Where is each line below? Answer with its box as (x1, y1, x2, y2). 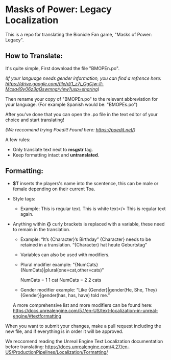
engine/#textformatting (12, 313, 62, 319)
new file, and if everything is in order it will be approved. (5, 328, 124, 334)
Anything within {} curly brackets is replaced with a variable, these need (12, 221, 165, 227)
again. (20, 211, 34, 217)
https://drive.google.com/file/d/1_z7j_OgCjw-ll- (5, 80, 104, 86)
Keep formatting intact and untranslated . (12, 152, 100, 158)
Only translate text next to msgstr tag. (12, 146, 93, 152)
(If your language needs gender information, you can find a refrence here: (5, 75, 162, 81)
